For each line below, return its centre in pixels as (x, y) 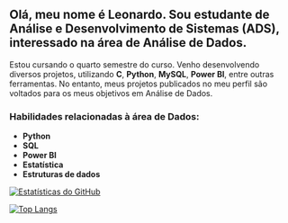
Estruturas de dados (61, 174)
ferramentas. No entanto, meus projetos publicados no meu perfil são (139, 84)
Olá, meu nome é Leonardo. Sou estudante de (139, 15)
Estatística (43, 165)
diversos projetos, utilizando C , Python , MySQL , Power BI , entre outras (142, 74)
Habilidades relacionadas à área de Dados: (104, 116)
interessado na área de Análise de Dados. (128, 43)
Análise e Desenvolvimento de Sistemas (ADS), (144, 29)
